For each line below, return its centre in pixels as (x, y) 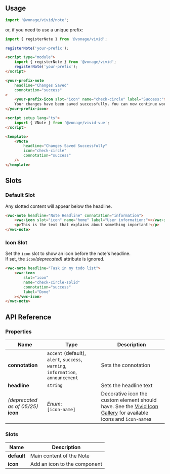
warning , (57, 366)
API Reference (28, 317)
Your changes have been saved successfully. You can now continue (86, 104)
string (55, 385)
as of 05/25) (23, 406)
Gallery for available (125, 413)
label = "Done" (37, 292)
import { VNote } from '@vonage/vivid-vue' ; (62, 123)
